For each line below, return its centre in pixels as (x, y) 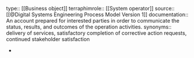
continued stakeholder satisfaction (48, 39)
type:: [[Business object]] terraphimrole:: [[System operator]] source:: (91, 8)
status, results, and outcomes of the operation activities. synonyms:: (89, 27)
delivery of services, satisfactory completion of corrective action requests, (96, 33)
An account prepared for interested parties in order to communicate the (93, 21)
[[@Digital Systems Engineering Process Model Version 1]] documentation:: (97, 14)
